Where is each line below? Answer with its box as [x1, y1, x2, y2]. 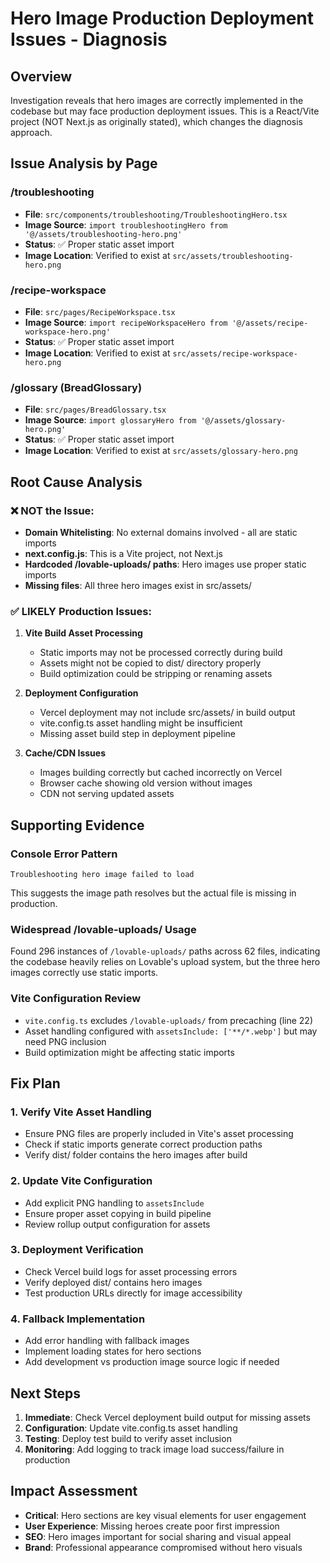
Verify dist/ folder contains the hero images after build [24, 1149, 248, 1161]
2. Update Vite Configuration [10, 1174, 153, 1188]
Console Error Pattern [10, 847, 118, 861]
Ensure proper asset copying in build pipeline [24, 1207, 212, 1219]
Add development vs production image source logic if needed [24, 1356, 280, 1368]
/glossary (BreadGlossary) [10, 380, 143, 394]
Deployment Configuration [24, 687, 139, 699]
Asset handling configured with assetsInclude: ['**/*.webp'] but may [24, 1025, 318, 1037]
